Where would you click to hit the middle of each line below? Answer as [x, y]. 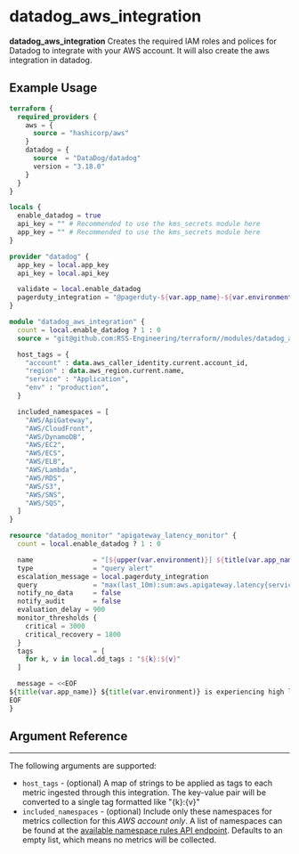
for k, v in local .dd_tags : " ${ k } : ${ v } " [103, 659]
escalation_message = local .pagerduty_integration [113, 576]
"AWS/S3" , [44, 486]
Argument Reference [69, 736]
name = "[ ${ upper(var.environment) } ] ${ [121, 560]
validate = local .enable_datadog [79, 289]
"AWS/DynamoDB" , [56, 437]
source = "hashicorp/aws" [81, 134]
